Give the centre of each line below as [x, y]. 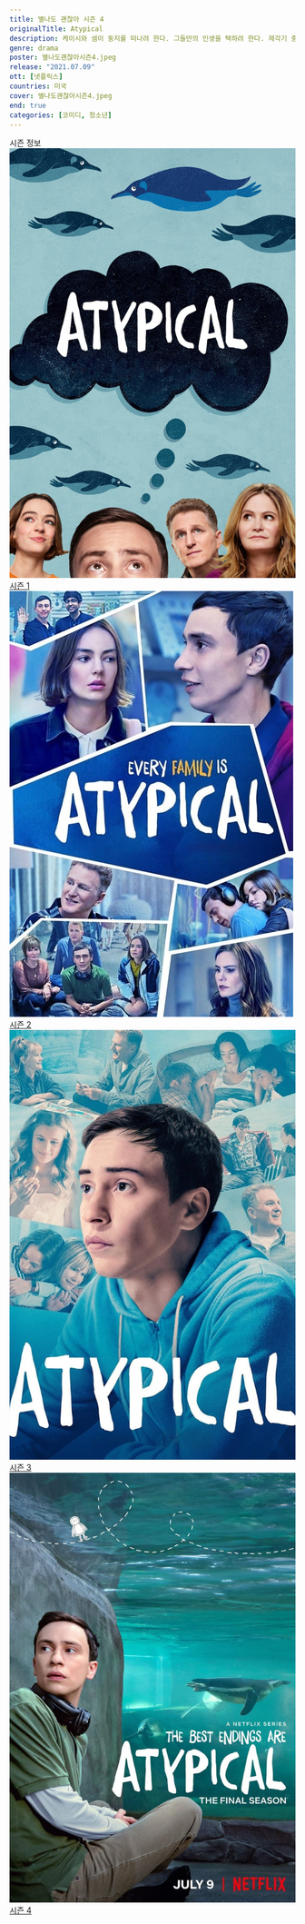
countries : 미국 [38, 86]
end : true [28, 105]
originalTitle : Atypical [56, 29]
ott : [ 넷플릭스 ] [36, 77]
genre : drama [34, 48]
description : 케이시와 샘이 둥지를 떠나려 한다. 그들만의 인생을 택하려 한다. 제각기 [148, 38]
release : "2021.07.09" [52, 67]
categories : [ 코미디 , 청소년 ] [61, 115]
